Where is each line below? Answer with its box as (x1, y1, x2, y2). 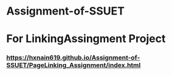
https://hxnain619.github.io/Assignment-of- (6, 53, 140, 62)
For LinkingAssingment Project (6, 32, 166, 46)
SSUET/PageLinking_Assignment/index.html (6, 61, 141, 70)
